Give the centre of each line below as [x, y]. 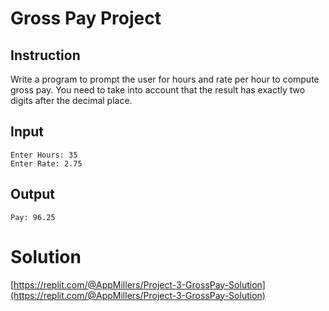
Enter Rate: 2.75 [46, 163]
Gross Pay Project [86, 18]
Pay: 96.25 [33, 217]
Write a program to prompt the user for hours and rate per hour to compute [165, 79]
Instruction [45, 55]
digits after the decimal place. [71, 100]
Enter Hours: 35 [44, 155]
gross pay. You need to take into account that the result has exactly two [158, 90]
